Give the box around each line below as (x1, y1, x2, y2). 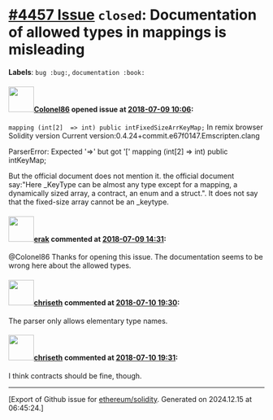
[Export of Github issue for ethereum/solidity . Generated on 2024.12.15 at (8, 394, 253, 404)
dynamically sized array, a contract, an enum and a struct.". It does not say (8, 189, 258, 199)
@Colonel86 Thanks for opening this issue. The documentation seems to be (8, 252, 263, 262)
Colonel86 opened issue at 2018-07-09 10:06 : (33, 104, 194, 114)
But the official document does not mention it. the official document (8, 171, 235, 181)
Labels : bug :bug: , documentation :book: (8, 67, 145, 77)
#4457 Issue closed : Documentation (8, 6, 258, 24)
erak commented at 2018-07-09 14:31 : (33, 234, 167, 243)
